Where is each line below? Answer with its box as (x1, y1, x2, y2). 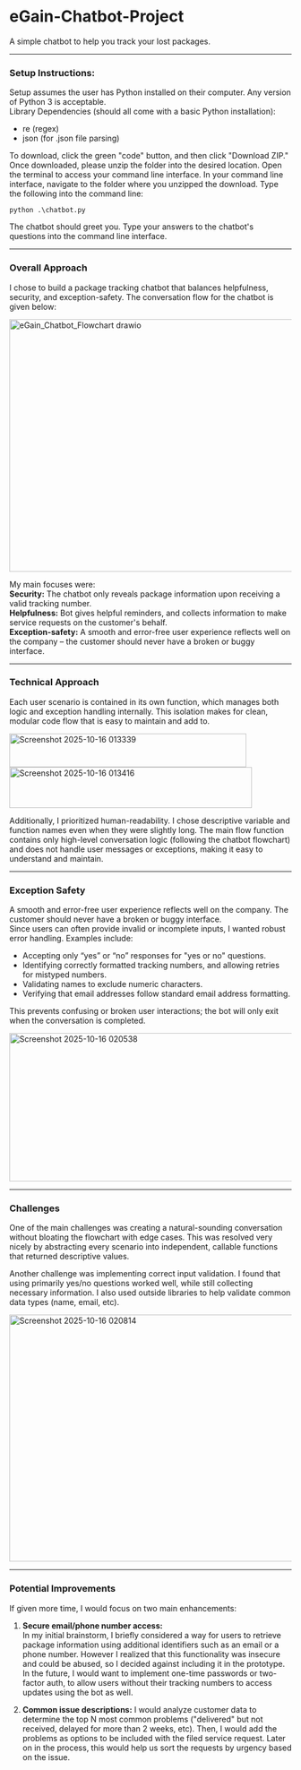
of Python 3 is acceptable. (9, 97, 107, 107)
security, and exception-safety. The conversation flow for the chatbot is (9, 291, 274, 302)
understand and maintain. (9, 853, 104, 864)
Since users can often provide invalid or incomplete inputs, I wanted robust (9, 924, 286, 934)
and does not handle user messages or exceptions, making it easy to (9, 844, 263, 855)
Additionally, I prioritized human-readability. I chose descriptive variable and (9, 815, 291, 826)
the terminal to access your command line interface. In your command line (9, 169, 284, 180)
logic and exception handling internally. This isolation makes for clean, (9, 706, 269, 717)
